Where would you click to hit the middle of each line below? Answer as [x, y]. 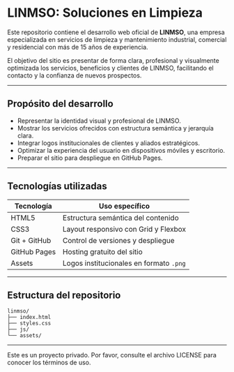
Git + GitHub [31, 240]
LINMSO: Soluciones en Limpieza [105, 13]
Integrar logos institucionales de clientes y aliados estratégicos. [109, 143]
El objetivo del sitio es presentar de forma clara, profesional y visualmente [113, 60]
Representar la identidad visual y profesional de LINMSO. [99, 121]
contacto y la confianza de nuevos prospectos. [75, 75]
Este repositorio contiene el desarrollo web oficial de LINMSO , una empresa [116, 32]
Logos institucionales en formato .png [124, 263]
